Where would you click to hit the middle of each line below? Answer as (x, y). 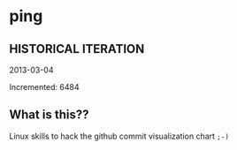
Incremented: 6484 (44, 87)
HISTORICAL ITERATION (77, 49)
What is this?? (49, 115)
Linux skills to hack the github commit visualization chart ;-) (119, 136)
